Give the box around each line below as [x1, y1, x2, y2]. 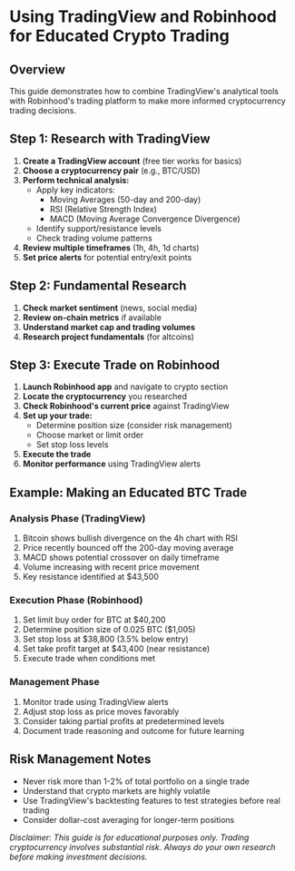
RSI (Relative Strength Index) [49, 203, 157, 214]
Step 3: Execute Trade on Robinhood [9, 357, 221, 373]
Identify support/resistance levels [35, 222, 162, 233]
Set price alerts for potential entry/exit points [22, 251, 192, 262]
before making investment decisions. [9, 851, 148, 862]
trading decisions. [9, 105, 77, 115]
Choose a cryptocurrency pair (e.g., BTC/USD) [22, 165, 201, 176]
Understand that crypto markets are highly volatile [22, 785, 211, 796]
